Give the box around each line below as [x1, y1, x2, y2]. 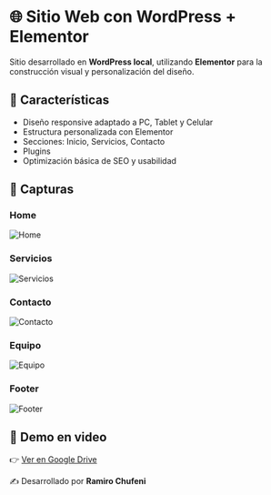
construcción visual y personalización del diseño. [9, 66, 195, 76]
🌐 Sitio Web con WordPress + [9, 6, 236, 27]
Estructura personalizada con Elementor [22, 126, 174, 137]
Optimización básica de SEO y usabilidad [22, 155, 177, 166]
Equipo [9, 338, 42, 351]
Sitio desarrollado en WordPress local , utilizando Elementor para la [9, 56, 263, 67]
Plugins [22, 146, 52, 157]
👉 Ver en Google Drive [9, 454, 97, 465]
